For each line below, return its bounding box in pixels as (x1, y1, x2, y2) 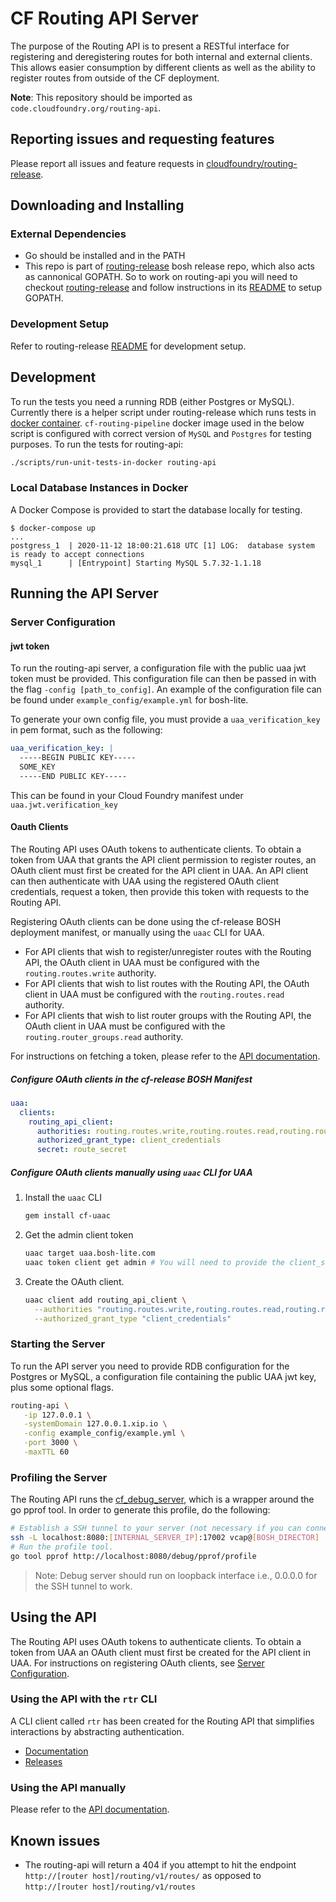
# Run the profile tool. (10, 1542, 114, 1552)
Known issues (10, 1832, 101, 1849)
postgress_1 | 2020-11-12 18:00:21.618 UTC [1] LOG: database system (10, 540, 315, 551)
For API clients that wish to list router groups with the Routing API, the (24, 1009, 312, 1021)
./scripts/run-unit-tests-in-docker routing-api (10, 457, 217, 467)
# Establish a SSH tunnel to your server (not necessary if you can (10, 1523, 302, 1534)
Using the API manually (10, 1780, 127, 1794)
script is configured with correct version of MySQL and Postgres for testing (10, 427, 312, 439)
